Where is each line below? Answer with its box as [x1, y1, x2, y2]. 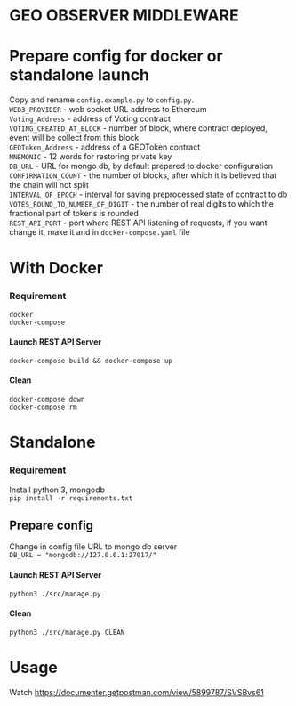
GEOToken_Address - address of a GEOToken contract [9, 142, 201, 152]
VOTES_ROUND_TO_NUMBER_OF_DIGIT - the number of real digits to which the [9, 199, 274, 209]
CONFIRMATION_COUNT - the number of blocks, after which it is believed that [9, 170, 277, 181]
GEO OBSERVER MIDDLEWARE [9, 5, 240, 26]
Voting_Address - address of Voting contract [9, 113, 172, 125]
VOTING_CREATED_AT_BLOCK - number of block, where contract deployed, [9, 123, 268, 134]
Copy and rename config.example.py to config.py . [9, 94, 194, 105]
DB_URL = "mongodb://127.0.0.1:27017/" [9, 551, 157, 560]
